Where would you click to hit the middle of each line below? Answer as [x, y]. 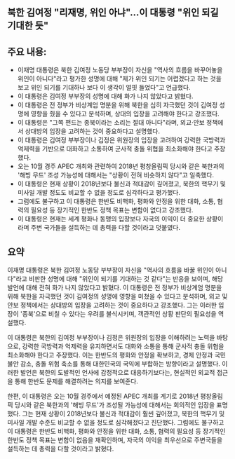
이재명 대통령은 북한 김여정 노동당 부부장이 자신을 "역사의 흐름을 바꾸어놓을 [120, 70]
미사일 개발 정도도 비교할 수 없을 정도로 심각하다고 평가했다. [99, 193]
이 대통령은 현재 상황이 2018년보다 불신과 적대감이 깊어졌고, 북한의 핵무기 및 [122, 184]
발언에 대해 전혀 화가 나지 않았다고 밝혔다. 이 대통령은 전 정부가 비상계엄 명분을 [115, 288]
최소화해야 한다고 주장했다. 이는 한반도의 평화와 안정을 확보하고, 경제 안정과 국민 [117, 355]
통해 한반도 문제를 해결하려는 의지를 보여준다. [76, 381]
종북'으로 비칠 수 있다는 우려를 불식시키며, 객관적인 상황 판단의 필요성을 [119, 314]
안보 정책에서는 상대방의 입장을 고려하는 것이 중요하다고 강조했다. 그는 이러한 [112, 305]
